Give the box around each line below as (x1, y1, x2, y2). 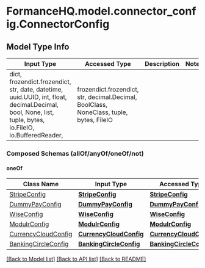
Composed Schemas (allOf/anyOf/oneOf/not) (6, 149, 145, 158)
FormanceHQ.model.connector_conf (6, 4, 196, 18)
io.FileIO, (9, 123, 35, 132)
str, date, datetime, (9, 85, 63, 93)
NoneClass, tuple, (77, 108, 128, 117)
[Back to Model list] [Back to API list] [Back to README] (6, 255, 146, 263)
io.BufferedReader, (9, 131, 63, 139)
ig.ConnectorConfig (6, 17, 110, 31)
